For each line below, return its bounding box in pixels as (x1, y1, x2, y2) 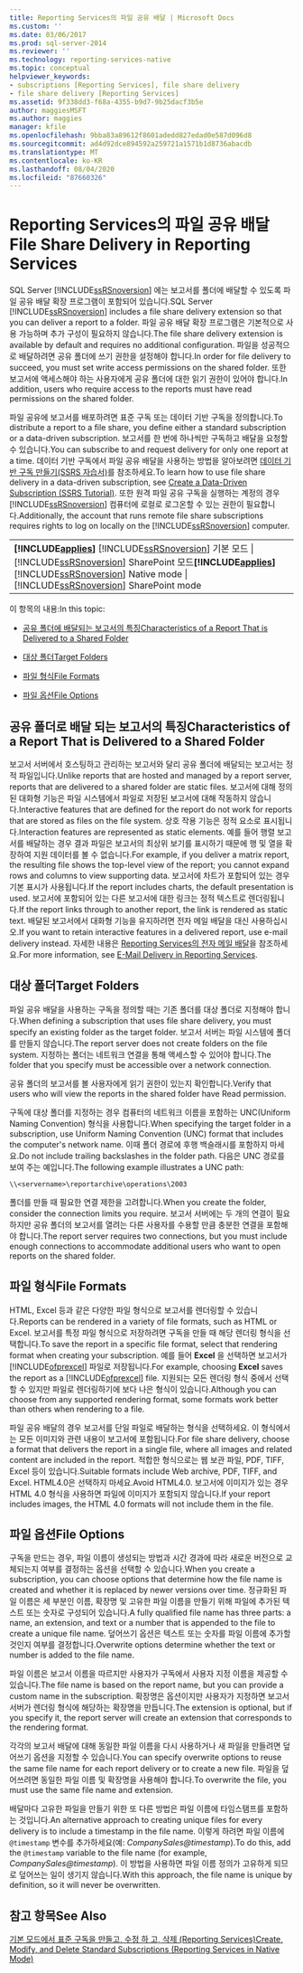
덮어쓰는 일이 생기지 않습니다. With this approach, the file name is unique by (18, 1869, 293, 1881)
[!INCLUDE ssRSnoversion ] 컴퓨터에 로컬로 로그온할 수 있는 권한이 (9, 499, 244, 510)
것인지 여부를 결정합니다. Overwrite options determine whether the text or (9, 1639, 276, 1650)
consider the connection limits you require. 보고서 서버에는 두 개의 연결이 (9, 1208, 274, 1219)
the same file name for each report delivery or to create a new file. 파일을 (9, 1763, 280, 1774)
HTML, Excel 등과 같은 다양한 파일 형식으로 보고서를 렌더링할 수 (9, 1304, 234, 1316)
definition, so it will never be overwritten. (9, 1880, 161, 1891)
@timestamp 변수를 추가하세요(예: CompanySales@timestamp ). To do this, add (9, 1837, 291, 1848)
